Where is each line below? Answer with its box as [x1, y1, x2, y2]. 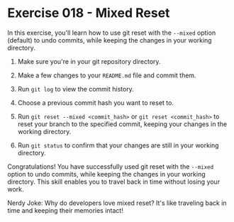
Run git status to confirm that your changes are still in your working [17, 140, 219, 150]
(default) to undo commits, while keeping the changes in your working [7, 35, 212, 44]
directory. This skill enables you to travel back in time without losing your [7, 177, 221, 186]
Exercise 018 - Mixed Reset [7, 5, 170, 21]
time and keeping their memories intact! [7, 206, 124, 214]
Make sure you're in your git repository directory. [17, 57, 161, 65]
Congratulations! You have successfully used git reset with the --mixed [7, 162, 214, 171]
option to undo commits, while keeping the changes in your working [7, 170, 206, 178]
